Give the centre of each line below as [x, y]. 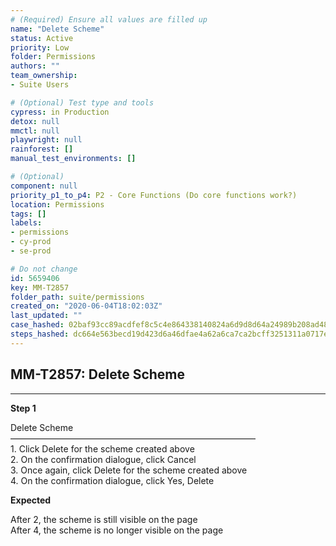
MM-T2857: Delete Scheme [98, 374]
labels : [26, 223]
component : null [44, 186]
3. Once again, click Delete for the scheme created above [129, 470]
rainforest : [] [42, 149]
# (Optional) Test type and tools [82, 102]
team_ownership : [44, 76]
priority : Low [40, 47]
